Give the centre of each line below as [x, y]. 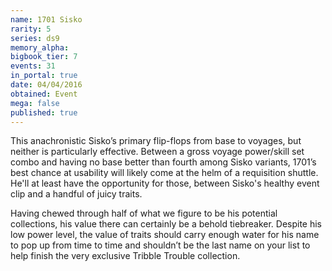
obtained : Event [44, 94]
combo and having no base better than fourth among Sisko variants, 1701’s [163, 162]
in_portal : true [44, 76]
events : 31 [33, 66]
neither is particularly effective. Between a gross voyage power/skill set [157, 152]
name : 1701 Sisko [46, 19]
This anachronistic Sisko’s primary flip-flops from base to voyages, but [156, 141]
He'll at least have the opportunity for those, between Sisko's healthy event [165, 183]
